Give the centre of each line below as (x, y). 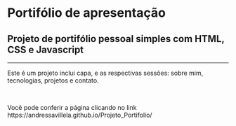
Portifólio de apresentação (87, 13)
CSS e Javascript (46, 49)
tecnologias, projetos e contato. (53, 80)
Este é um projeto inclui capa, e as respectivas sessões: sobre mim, (105, 73)
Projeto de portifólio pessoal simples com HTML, (116, 39)
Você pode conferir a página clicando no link (72, 107)
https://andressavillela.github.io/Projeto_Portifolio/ (80, 115)
